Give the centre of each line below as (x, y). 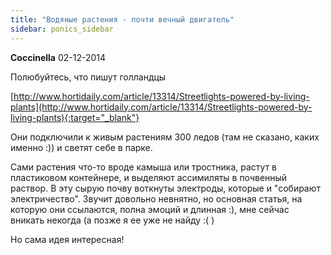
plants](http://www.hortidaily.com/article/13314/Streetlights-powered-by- (161, 107)
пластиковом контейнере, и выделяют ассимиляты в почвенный (149, 177)
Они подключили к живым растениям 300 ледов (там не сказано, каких (165, 137)
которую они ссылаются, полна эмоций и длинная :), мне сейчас (150, 209)
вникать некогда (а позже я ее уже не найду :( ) (112, 220)
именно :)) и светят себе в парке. (81, 147)
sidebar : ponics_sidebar (62, 29)
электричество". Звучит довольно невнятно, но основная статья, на (156, 198)
